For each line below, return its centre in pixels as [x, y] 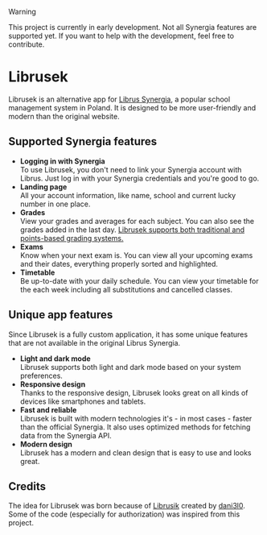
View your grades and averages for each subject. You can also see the [137, 221]
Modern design [46, 444]
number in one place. [55, 204]
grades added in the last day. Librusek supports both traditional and [132, 230]
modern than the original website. [64, 116]
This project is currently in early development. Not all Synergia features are [133, 27]
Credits [27, 486]
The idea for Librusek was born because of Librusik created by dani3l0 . [127, 506]
